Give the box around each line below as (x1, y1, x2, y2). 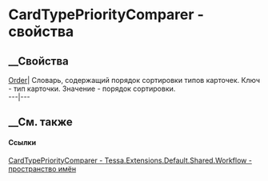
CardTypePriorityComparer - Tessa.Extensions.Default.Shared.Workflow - (8, 155, 252, 165)
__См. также (8, 116, 74, 129)
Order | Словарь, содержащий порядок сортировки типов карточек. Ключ (8, 76, 260, 85)
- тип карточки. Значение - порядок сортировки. (8, 84, 176, 93)
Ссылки (8, 137, 37, 147)
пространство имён (8, 163, 77, 173)
